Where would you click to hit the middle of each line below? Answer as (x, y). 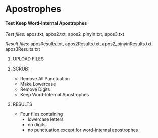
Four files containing (41, 114)
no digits (37, 125)
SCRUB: (21, 69)
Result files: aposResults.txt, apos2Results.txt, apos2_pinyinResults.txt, (79, 44)
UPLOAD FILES (28, 59)
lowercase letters (46, 119)
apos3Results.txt (23, 49)
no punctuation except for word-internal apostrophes (83, 130)
